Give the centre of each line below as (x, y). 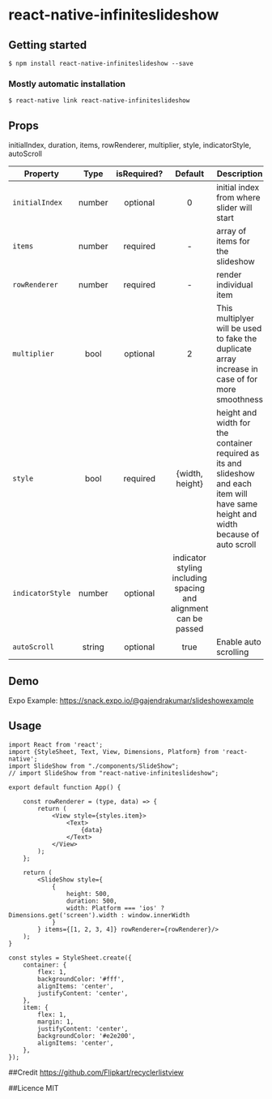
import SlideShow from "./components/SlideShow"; (94, 766)
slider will (234, 208)
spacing (189, 588)
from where (238, 198)
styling (189, 568)
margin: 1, (56, 1021)
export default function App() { (65, 787)
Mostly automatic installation (67, 84)
